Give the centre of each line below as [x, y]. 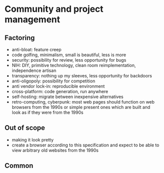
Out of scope [25, 128]
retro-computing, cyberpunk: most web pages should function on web [83, 102]
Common [19, 166]
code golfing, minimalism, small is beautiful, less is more [69, 55]
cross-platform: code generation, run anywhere [60, 91]
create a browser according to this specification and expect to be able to [85, 145]
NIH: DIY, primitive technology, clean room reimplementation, [74, 65]
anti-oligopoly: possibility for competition [53, 81]
